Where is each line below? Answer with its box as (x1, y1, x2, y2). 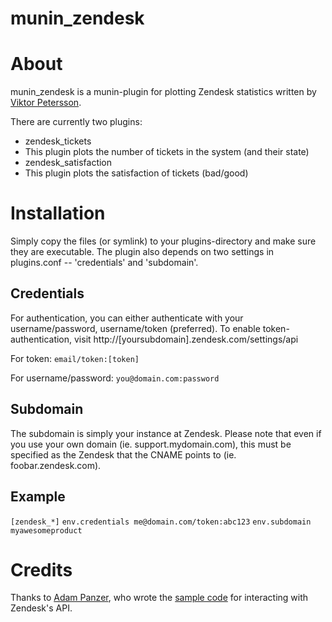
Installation (10, 202, 106, 225)
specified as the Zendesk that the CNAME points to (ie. (10, 448, 237, 461)
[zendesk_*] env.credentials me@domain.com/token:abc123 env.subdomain (10, 517, 312, 527)
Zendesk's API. (10, 602, 73, 614)
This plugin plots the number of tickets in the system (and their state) (24, 146, 310, 158)
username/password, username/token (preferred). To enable (10, 322, 261, 334)
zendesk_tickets (24, 135, 92, 147)
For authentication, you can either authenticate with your (10, 312, 244, 324)
